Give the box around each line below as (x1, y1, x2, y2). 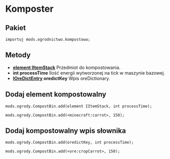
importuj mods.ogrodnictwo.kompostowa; (5, 37, 91, 42)
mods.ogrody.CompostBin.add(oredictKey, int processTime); (5, 140, 134, 145)
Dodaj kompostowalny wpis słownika (5, 126, 126, 135)
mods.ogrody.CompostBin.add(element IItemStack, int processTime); (5, 103, 153, 109)
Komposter (5, 3, 54, 15)
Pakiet (5, 24, 26, 32)
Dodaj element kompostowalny (5, 90, 107, 99)
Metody (5, 51, 31, 59)
